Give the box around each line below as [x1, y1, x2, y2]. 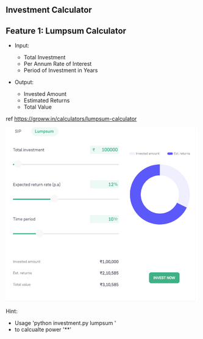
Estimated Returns [23, 97, 70, 104]
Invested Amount [23, 90, 67, 98]
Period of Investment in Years [23, 67, 98, 74]
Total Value [23, 103, 52, 111]
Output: [14, 79, 34, 86]
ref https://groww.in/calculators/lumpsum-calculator [5, 115, 137, 123]
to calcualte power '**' [14, 326, 71, 333]
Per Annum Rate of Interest [23, 60, 92, 68]
